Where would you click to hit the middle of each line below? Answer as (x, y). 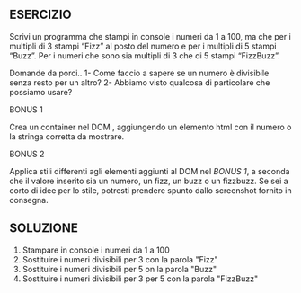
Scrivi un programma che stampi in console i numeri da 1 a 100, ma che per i (150, 36)
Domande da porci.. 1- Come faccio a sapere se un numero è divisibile (139, 73)
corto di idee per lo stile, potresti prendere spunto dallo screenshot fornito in (150, 190)
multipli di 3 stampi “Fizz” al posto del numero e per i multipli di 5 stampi (143, 46)
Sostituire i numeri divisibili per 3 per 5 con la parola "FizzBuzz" (140, 279)
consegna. (29, 200)
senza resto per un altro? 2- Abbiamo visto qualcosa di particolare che (140, 82)
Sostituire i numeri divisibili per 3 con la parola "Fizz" (120, 259)
